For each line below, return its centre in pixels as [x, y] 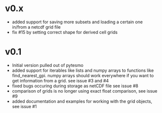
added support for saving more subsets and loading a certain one [77, 22]
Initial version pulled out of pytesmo [48, 65]
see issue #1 [24, 106]
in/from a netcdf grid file [36, 27]
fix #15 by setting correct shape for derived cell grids [65, 32]
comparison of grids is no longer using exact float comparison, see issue [85, 91]
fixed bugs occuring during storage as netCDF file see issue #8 [75, 86]
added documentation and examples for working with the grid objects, [82, 101]
